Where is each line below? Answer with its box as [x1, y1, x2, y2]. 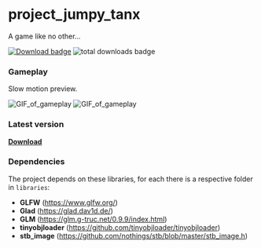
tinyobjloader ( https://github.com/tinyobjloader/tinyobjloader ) [19, 222, 221, 232]
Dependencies [8, 156, 65, 167]
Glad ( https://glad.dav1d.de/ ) [19, 206, 114, 215]
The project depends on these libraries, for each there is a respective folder [8, 174, 254, 184]
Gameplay [8, 66, 49, 77]
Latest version [8, 119, 64, 130]
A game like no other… [8, 31, 81, 41]
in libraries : [8, 182, 50, 191]
